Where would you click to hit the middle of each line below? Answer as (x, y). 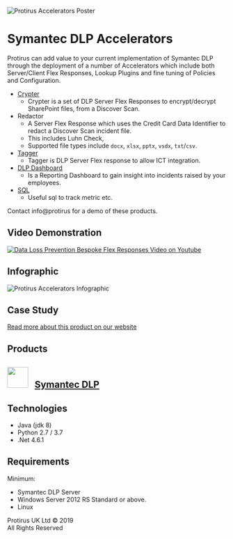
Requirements (38, 462)
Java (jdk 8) (34, 425)
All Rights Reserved (35, 528)
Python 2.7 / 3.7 (40, 432)
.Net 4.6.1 (31, 439)
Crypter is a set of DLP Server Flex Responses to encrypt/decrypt (122, 101)
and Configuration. (34, 80)
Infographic (33, 272)
